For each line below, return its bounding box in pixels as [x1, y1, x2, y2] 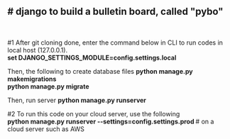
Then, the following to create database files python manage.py [7, 67, 193, 75]
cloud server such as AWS [7, 124, 85, 133]
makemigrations [7, 74, 57, 83]
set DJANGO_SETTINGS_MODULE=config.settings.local [7, 53, 177, 62]
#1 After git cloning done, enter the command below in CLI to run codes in [7, 38, 224, 47]
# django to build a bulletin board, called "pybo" [7, 6, 224, 18]
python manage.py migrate [7, 82, 90, 91]
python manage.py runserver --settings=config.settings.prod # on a [7, 117, 214, 126]
